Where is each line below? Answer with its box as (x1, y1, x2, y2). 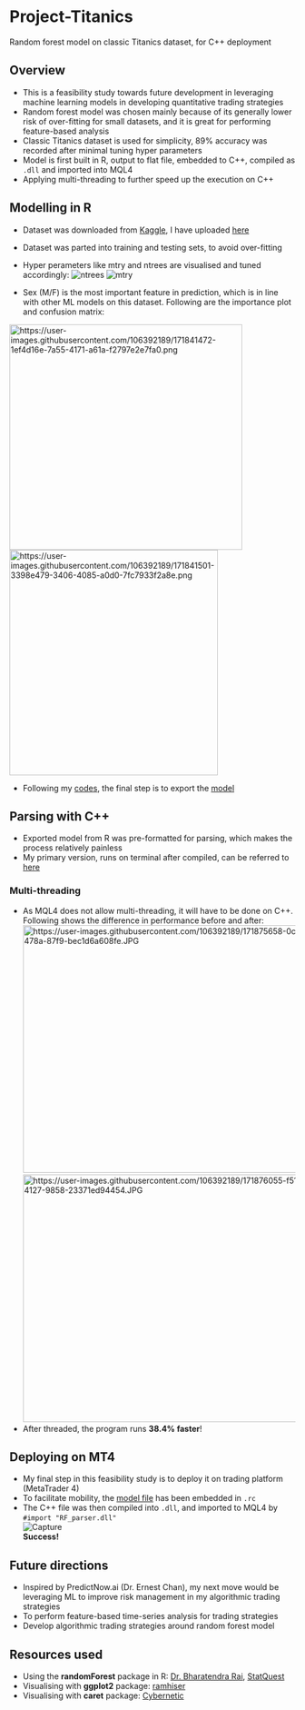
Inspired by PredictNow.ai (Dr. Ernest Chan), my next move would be (22, 1582, 280, 1593)
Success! (22, 1531, 59, 1542)
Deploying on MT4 (9, 1449, 116, 1465)
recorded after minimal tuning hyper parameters (22, 144, 202, 155)
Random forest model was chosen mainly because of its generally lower (22, 106, 292, 117)
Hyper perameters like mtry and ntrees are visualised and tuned (22, 259, 261, 270)
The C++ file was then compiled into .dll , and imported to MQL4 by (22, 1502, 279, 1514)
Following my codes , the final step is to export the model (22, 782, 235, 793)
